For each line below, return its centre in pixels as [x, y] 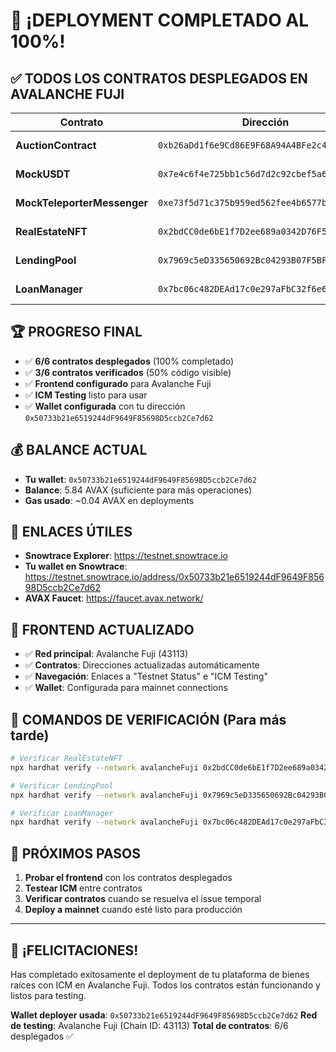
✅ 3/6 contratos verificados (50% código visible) [128, 372]
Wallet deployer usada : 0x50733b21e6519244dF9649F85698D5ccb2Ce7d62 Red [164, 1015]
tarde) [30, 735]
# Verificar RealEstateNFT [66, 759]
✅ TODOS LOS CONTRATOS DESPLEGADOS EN [159, 78]
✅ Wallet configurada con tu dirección [105, 406]
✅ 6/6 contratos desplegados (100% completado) [129, 361]
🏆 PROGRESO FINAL [76, 332]
